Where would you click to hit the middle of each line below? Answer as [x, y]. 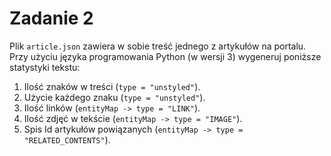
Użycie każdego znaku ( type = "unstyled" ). [114, 97]
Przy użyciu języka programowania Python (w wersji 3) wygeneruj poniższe [165, 56]
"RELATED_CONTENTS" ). [67, 139]
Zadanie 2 [51, 18]
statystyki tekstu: [45, 67]
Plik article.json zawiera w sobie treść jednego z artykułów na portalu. [158, 46]
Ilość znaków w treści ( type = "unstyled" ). [112, 86]
